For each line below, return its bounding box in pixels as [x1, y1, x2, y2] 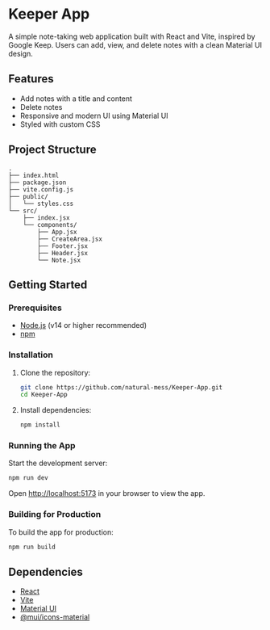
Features [8, 72, 54, 86]
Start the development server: [8, 458, 108, 468]
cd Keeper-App [19, 391, 68, 399]
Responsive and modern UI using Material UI [19, 111, 168, 120]
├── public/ [8, 192, 48, 200]
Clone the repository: [19, 367, 91, 377]
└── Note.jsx [37, 256, 81, 264]
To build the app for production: [8, 527, 114, 537]
